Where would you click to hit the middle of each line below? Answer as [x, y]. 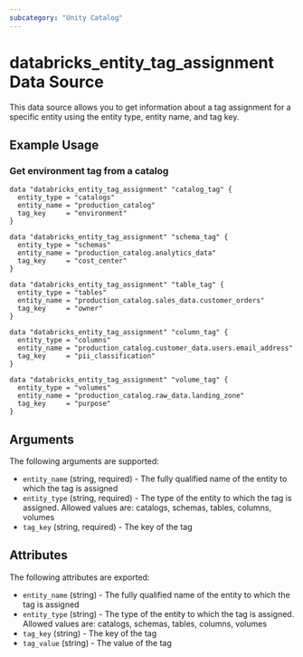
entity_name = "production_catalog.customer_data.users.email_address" [156, 348]
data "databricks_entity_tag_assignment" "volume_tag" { [119, 380]
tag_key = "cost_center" [72, 261]
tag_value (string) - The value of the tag [97, 643]
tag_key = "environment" [72, 214]
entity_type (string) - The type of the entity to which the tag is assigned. [158, 614]
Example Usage [54, 145]
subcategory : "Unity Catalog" [66, 18]
